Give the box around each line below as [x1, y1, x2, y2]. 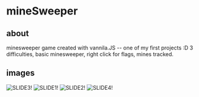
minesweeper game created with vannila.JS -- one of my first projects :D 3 [6, 44, 194, 51]
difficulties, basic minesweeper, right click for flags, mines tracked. [6, 51, 174, 58]
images [6, 68, 35, 78]
